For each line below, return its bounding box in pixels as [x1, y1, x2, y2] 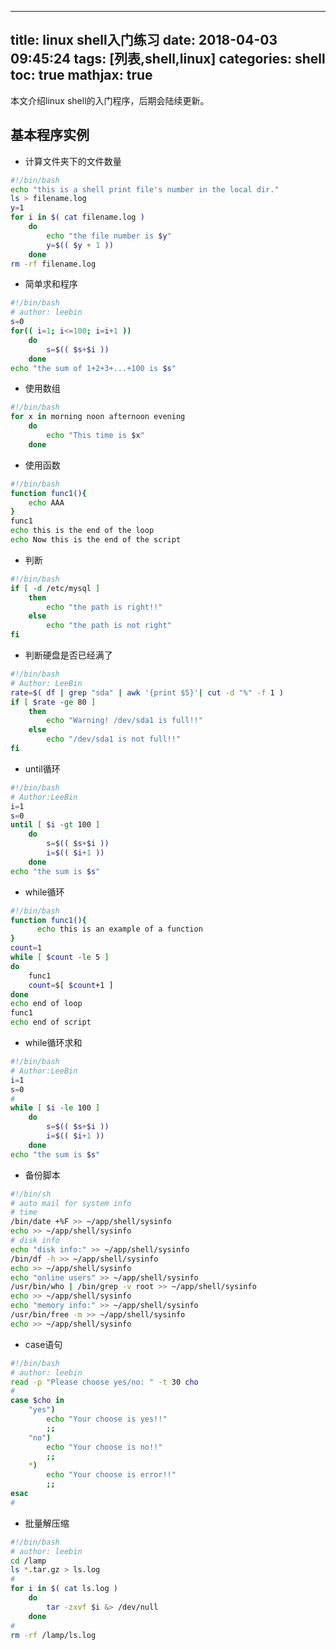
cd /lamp [10, 1556, 47, 1566]
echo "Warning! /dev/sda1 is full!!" [46, 716, 203, 726]
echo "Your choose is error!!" [46, 1470, 177, 1480]
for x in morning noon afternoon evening [10, 412, 186, 422]
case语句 [24, 1338, 63, 1350]
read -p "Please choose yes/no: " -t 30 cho [10, 1377, 199, 1387]
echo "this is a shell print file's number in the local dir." [10, 184, 280, 195]
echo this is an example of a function [36, 924, 203, 935]
